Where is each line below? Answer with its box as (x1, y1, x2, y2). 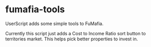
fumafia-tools (5, 4, 65, 15)
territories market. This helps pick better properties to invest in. (5, 36, 138, 42)
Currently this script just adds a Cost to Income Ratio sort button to (5, 30, 146, 36)
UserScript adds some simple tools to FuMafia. (5, 20, 104, 27)
